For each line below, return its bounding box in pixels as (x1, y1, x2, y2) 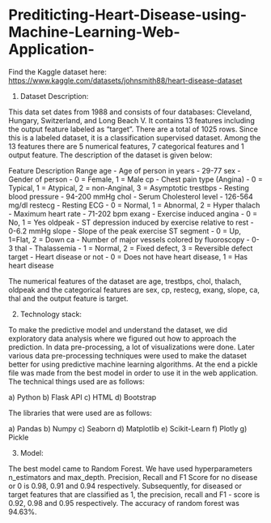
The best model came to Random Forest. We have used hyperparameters (8, 464, 253, 474)
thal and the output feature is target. (8, 294, 129, 303)
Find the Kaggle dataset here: (8, 66, 108, 76)
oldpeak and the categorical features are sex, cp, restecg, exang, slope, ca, (8, 285, 260, 294)
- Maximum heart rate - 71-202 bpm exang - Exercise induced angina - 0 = (8, 208, 258, 218)
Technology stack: (19, 309, 83, 319)
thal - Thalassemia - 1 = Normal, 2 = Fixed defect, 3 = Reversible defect (15, 243, 253, 253)
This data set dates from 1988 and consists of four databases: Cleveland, (8, 107, 252, 117)
